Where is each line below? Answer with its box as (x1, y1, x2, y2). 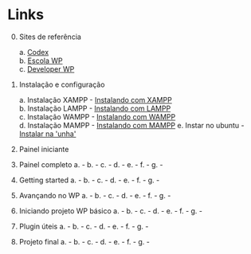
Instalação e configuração (18, 80, 105, 89)
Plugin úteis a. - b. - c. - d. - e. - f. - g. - (18, 221, 149, 231)
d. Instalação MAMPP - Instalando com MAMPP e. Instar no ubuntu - (18, 120, 245, 130)
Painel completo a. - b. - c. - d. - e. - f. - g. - (18, 159, 163, 169)
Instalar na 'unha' (18, 129, 76, 139)
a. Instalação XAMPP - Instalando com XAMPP (18, 95, 172, 104)
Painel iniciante (18, 144, 69, 154)
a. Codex (18, 47, 49, 57)
